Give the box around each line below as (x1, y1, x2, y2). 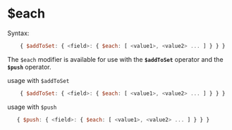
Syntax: (7, 29, 30, 37)
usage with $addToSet (7, 76, 70, 84)
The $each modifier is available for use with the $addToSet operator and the (7, 55, 224, 63)
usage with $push (7, 103, 57, 111)
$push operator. (7, 63, 51, 71)
